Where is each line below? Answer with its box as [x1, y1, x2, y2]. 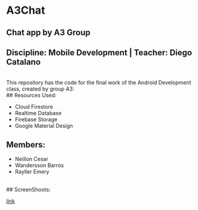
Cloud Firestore [14, 103, 53, 110]
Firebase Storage [14, 116, 58, 123]
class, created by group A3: [6, 85, 75, 92]
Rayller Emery [14, 168, 50, 175]
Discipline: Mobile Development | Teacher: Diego [6, 47, 193, 57]
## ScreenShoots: [6, 186, 51, 193]
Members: [6, 140, 46, 150]
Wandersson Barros [14, 162, 64, 169]
